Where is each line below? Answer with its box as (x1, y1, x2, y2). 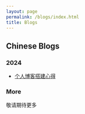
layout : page (6, 8, 38, 15)
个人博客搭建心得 (14, 72, 56, 80)
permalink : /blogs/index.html (6, 14, 80, 20)
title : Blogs (6, 19, 38, 25)
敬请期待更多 (6, 102, 37, 109)
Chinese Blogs (6, 41, 60, 51)
